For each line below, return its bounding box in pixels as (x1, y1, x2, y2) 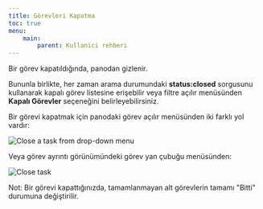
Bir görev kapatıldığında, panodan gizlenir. (8, 64, 148, 73)
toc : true (8, 19, 42, 27)
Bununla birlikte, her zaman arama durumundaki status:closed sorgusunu (8, 80, 253, 89)
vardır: (8, 121, 30, 130)
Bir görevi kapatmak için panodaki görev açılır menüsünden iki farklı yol (8, 112, 245, 121)
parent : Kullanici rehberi (37, 42, 128, 50)
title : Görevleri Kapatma (8, 11, 95, 20)
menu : (8, 27, 27, 35)
